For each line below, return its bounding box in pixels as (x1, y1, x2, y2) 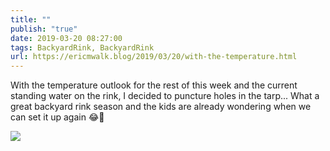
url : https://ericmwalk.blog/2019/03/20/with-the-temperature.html (10, 52, 298, 62)
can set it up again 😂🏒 (10, 111, 105, 123)
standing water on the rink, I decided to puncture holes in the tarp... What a (10, 90, 320, 102)
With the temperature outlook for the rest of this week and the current (10, 79, 298, 91)
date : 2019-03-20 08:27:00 (10, 33, 123, 43)
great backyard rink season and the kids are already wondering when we (10, 101, 312, 113)
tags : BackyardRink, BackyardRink (10, 42, 155, 53)
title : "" (10, 14, 52, 25)
